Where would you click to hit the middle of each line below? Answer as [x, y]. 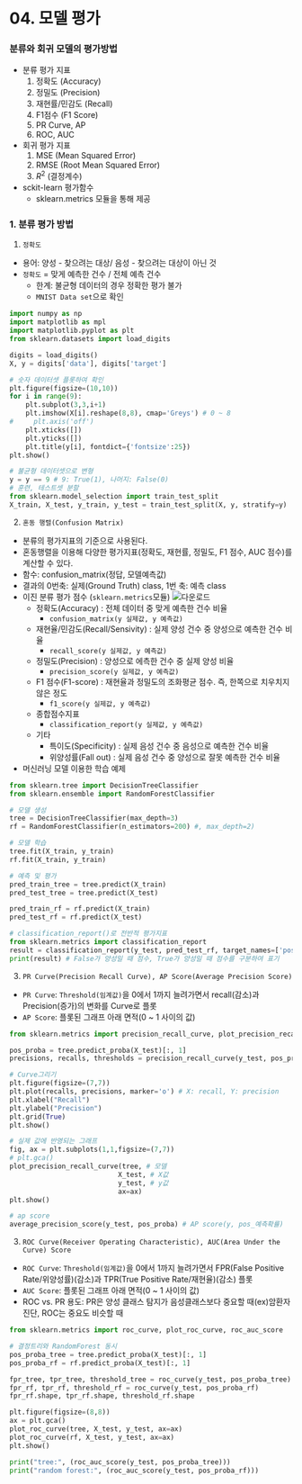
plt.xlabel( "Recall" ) [50, 1100]
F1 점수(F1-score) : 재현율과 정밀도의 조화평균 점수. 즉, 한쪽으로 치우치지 [163, 681]
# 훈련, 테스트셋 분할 [44, 488]
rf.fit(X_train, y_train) [58, 859]
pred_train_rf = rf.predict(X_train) [80, 909]
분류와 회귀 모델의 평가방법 [64, 49]
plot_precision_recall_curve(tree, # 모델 [88, 1166]
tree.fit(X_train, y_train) [62, 851]
